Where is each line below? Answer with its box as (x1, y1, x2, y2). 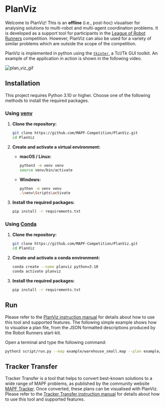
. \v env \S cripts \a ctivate (19, 190, 71, 195)
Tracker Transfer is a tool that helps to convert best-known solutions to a (5, 376, 153, 381)
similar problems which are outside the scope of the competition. (5, 40, 137, 46)
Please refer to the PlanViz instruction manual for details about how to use (5, 314, 155, 320)
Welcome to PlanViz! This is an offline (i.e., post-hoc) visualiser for (5, 20, 140, 26)
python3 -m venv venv (19, 163, 64, 168)
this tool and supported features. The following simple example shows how (5, 319, 157, 325)
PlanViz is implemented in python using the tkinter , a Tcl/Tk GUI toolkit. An (5, 50, 158, 56)
